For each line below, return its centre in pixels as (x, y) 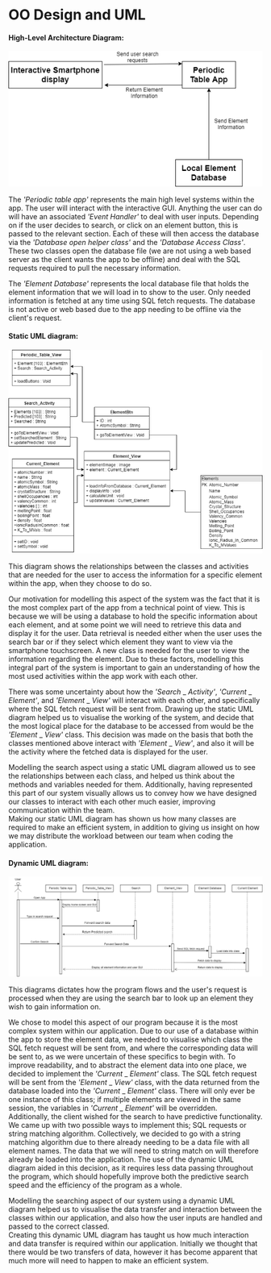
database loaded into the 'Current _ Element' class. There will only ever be (132, 1091)
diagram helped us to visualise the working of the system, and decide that (131, 717)
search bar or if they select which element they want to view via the (121, 642)
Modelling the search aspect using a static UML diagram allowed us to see (132, 767)
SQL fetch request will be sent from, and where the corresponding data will (133, 1048)
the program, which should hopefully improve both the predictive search (129, 1177)
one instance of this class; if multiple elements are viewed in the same (125, 1100)
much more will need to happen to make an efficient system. (109, 1261)
